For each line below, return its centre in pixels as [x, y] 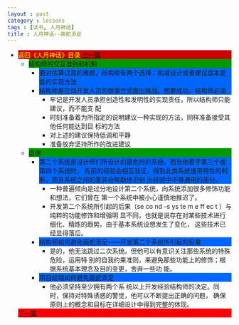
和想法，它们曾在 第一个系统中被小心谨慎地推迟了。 [125, 197]
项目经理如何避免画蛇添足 [76, 278]
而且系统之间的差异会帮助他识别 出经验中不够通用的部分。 [137, 180]
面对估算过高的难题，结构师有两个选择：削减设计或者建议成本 [129, 73]
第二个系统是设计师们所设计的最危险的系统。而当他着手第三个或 [132, 162]
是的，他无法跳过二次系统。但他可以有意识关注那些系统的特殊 [140, 251]
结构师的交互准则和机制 [63, 64]
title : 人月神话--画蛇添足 [44, 34]
